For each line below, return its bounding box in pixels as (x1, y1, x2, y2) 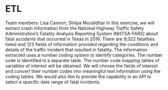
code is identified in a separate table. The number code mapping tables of (5, 57, 160, 63)
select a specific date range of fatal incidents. (5, 79, 101, 85)
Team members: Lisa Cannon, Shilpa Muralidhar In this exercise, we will (5, 20, 155, 26)
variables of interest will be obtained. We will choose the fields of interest (5, 63, 158, 69)
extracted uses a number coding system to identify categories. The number (5, 52, 163, 58)
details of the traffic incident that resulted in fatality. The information (5, 47, 148, 53)
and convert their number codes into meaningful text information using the (5, 68, 161, 74)
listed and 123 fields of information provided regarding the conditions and (5, 41, 158, 47)
